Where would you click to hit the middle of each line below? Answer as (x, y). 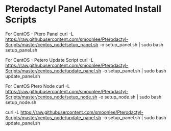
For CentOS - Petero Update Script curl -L (49, 60)
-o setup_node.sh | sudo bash (130, 97)
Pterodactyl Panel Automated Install (83, 9)
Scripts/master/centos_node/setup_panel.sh (52, 44)
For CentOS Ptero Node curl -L (38, 86)
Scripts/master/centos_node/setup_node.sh (52, 97)
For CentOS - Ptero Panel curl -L (40, 34)
